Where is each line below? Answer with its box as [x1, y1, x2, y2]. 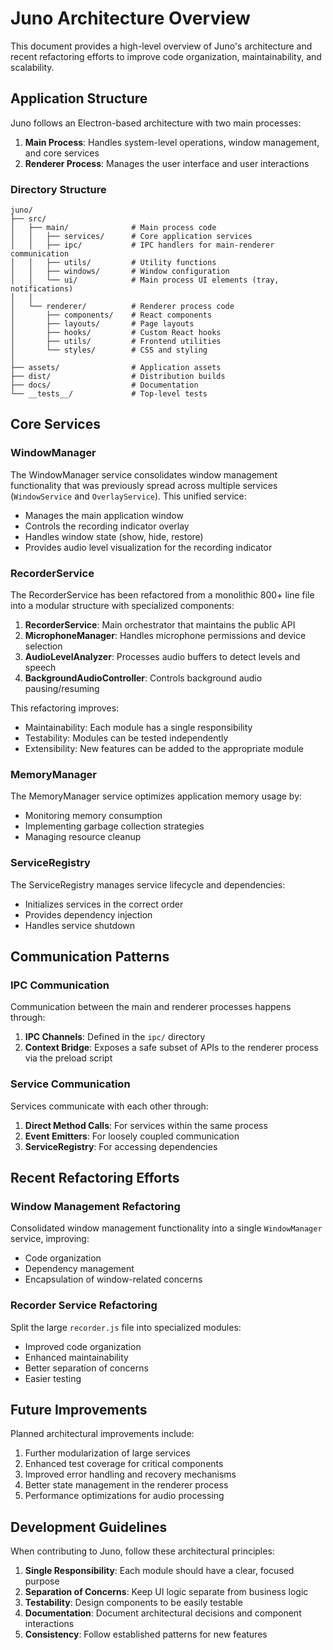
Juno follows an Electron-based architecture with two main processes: [10, 117, 302, 129]
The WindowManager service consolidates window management [10, 468, 278, 481]
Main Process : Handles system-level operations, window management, [24, 136, 320, 148]
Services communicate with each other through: [10, 1100, 209, 1112]
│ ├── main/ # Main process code [10, 223, 217, 233]
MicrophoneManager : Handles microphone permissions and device [24, 630, 307, 642]
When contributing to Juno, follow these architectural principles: [10, 1545, 275, 1557]
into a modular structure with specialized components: [10, 600, 235, 612]
